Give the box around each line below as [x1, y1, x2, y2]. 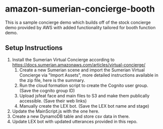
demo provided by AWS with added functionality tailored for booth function [5, 24, 156, 30]
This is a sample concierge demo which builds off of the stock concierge [5, 19, 151, 25]
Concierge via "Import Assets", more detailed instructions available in [19, 72, 159, 78]
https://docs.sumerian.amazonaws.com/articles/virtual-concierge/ [12, 62, 146, 67]
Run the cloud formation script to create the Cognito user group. [19, 82, 148, 88]
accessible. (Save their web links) [19, 98, 87, 104]
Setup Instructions [5, 44, 63, 52]
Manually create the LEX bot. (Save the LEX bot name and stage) [19, 103, 149, 109]
